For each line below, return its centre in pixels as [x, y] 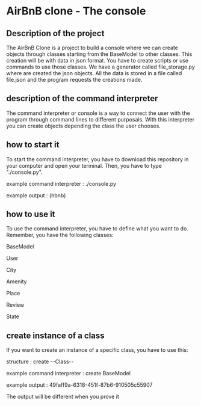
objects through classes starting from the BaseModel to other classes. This [99, 54]
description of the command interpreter [82, 98]
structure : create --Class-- [40, 361]
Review [15, 305]
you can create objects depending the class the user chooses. [83, 126]
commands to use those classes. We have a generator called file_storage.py [101, 67]
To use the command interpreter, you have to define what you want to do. [97, 229]
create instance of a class [55, 335]
